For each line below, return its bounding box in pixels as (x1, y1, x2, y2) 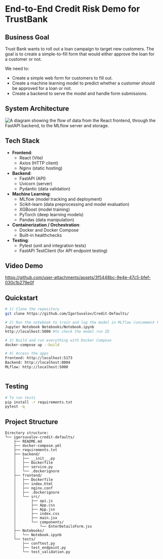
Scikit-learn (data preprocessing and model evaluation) (19, 201, 130, 207)
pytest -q (5, 404, 25, 409)
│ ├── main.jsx (14, 516, 57, 521)
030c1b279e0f (5, 280, 34, 286)
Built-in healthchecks (19, 232, 62, 238)
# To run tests (5, 395, 36, 400)
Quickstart (5, 294, 38, 302)
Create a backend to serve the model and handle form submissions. (12, 91, 148, 96)
